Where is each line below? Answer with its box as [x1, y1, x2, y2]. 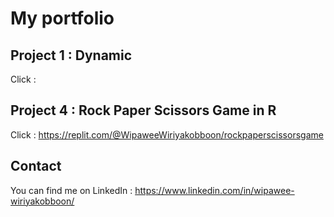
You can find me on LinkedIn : [10, 184, 133, 196]
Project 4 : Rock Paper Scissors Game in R [10, 102, 277, 119]
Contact [10, 158, 62, 175]
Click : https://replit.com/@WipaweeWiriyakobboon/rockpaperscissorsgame [10, 128, 324, 141]
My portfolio [10, 7, 115, 30]
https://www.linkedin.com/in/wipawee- [134, 184, 295, 196]
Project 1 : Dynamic [10, 47, 133, 64]
